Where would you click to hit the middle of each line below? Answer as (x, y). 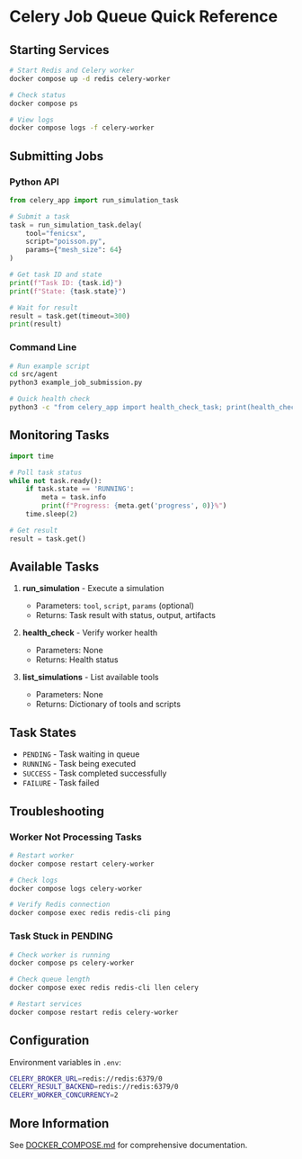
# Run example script (50, 366)
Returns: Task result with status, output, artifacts (125, 615)
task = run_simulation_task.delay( (76, 225)
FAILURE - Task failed (61, 783)
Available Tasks (54, 567)
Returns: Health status (77, 660)
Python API (35, 182)
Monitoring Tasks (59, 435)
